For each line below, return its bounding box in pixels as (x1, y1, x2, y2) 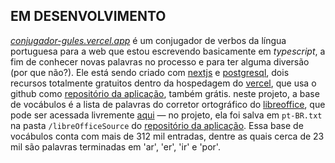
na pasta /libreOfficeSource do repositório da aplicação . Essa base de (10, 119, 304, 131)
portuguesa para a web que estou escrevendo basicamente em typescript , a (10, 45, 326, 57)
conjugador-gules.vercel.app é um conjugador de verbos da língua (10, 34, 287, 46)
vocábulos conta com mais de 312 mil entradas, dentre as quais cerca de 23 (10, 130, 325, 142)
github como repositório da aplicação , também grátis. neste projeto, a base (10, 87, 320, 99)
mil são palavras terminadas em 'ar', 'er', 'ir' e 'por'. (10, 140, 221, 153)
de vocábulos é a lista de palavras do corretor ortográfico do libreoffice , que (10, 98, 326, 110)
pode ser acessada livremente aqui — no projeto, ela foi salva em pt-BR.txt (10, 109, 323, 121)
